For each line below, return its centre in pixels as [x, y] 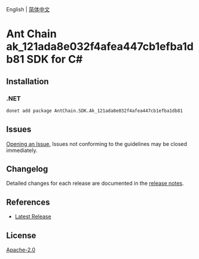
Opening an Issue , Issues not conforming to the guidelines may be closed [97, 144]
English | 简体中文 [28, 9]
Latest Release [33, 217]
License [21, 235]
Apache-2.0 [21, 250]
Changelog [27, 169]
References [28, 202]
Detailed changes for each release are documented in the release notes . [95, 183]
